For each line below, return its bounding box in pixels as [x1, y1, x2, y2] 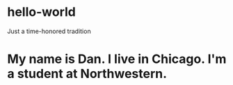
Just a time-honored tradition [7, 27, 92, 35]
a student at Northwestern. [7, 66, 168, 82]
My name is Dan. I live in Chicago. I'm [7, 51, 227, 67]
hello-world [7, 4, 77, 20]
